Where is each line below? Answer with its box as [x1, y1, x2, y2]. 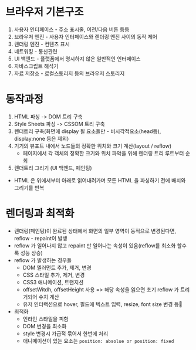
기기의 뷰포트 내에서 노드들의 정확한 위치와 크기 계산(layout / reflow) [13, 142, 171, 149]
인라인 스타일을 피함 [22, 315, 69, 322]
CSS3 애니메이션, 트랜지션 [22, 278, 84, 286]
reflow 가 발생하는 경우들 [13, 256, 72, 264]
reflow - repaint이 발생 [13, 235, 68, 242]
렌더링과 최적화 [5, 207, 75, 220]
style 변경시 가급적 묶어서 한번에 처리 [22, 329, 109, 337]
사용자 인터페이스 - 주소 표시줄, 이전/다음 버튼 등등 [13, 26, 130, 33]
